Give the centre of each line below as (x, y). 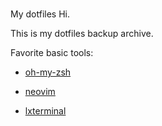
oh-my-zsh (48, 72)
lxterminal (45, 111)
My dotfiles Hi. (40, 14)
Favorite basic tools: (52, 53)
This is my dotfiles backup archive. (82, 34)
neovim (40, 92)
